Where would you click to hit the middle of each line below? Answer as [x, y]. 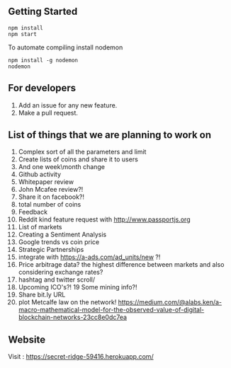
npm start [23, 34]
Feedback [33, 212]
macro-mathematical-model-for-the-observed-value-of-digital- [111, 310]
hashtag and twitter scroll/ [56, 280]
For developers [42, 88]
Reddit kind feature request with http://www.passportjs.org [104, 219]
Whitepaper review [46, 182]
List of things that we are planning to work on [110, 135]
